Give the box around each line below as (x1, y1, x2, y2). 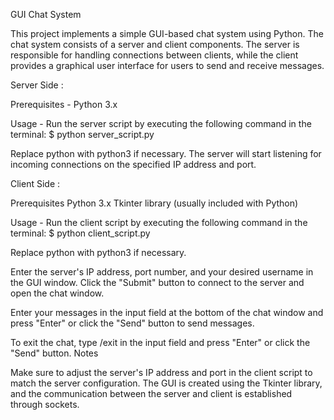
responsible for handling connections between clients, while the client (10, 49, 299, 61)
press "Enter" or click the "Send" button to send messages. (10, 317, 255, 329)
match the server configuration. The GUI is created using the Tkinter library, (10, 377, 323, 389)
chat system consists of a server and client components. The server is (10, 39, 300, 50)
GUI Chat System (10, 9, 82, 20)
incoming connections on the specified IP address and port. (10, 159, 257, 170)
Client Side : (10, 178, 61, 189)
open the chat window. (10, 287, 105, 299)
